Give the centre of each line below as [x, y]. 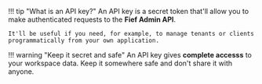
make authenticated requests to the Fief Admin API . [92, 19]
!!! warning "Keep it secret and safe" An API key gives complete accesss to [130, 55]
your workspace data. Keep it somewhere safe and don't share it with [120, 63]
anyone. [21, 72]
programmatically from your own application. [84, 40]
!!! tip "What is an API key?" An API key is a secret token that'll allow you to [129, 11]
